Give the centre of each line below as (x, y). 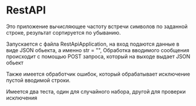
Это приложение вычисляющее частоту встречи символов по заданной (97, 26)
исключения (22, 98)
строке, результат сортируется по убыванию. (64, 32)
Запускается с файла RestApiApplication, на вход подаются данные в (93, 44)
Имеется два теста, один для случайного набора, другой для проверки (96, 91)
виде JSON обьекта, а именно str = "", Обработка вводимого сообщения (98, 50)
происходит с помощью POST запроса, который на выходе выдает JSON (98, 56)
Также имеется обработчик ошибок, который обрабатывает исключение (98, 74)
